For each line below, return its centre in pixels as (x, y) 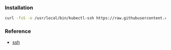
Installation (19, 8)
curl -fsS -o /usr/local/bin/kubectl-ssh (50, 18)
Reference (18, 31)
